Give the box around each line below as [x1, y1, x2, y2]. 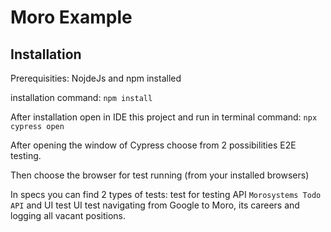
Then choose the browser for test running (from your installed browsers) [10, 169, 310, 181]
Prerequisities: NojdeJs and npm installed [10, 72, 182, 84]
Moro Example [10, 6, 133, 29]
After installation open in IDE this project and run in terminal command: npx [10, 111, 318, 123]
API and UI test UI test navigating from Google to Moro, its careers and [10, 199, 300, 211]
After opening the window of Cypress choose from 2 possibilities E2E [10, 139, 297, 151]
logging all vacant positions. [10, 210, 126, 221]
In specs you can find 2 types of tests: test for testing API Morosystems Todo [10, 189, 322, 200]
